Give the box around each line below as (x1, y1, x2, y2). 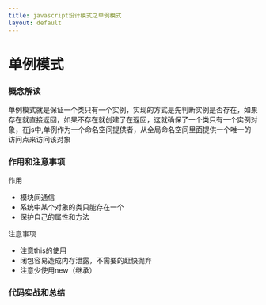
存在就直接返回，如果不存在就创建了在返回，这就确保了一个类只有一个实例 (8, 115, 251, 124)
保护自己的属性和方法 (19, 213, 89, 222)
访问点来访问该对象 (8, 134, 71, 144)
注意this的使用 (19, 246, 67, 255)
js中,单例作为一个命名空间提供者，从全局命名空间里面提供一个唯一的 (28, 124, 252, 134)
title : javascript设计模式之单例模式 (8, 11, 122, 20)
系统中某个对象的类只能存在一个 (19, 202, 124, 212)
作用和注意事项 (8, 156, 66, 167)
